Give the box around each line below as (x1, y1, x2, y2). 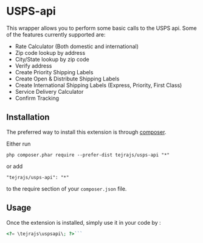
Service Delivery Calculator (15, 88, 84, 95)
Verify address (15, 62, 52, 69)
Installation (6, 112, 50, 122)
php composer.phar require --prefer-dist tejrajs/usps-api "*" (6, 152, 170, 158)
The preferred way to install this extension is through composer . (6, 128, 167, 135)
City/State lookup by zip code (15, 55, 89, 63)
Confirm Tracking (15, 94, 60, 102)
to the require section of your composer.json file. (6, 185, 127, 192)
